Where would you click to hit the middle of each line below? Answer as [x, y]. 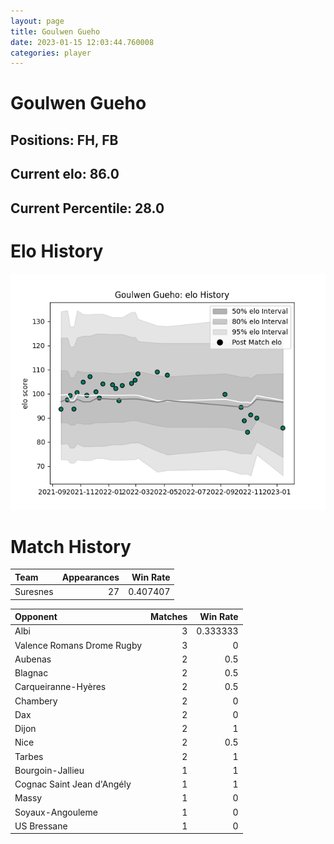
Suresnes [34, 592]
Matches [169, 617]
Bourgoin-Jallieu [49, 770]
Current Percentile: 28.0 [87, 208]
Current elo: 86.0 [65, 174]
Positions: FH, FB [64, 140]
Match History [71, 546]
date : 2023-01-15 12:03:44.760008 [82, 42]
